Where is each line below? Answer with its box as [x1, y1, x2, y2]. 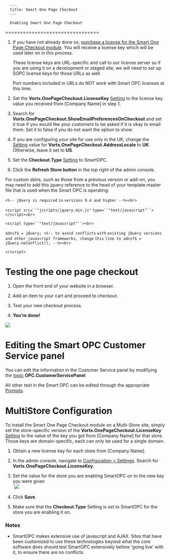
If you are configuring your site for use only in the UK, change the [12, 136, 149, 142]
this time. [12, 85, 32, 91]
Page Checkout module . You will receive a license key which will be [12, 44, 153, 51]
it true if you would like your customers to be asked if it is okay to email [12, 121, 161, 127]
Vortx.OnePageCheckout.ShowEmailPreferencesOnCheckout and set [12, 116, 162, 122]
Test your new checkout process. [12, 302, 82, 308]
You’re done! [12, 312, 40, 318]
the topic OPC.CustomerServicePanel [5, 372, 86, 378]
